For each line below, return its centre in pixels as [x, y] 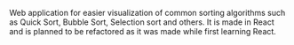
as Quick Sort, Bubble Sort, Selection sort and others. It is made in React [142, 22]
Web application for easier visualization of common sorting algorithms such [147, 13]
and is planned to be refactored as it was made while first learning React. [143, 31]
